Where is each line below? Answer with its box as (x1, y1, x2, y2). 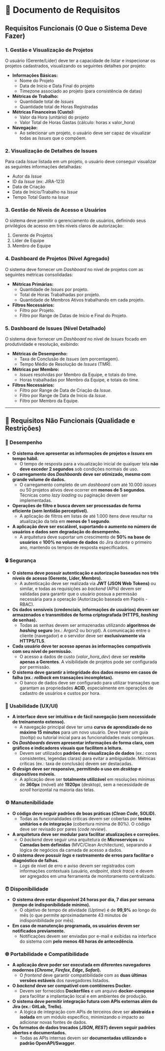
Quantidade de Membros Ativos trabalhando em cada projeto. (19, 297, 145, 303)
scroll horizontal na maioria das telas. (19, 787, 95, 793)
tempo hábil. (12, 455, 39, 462)
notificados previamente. (12, 927, 65, 934)
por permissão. (19, 664, 51, 670)
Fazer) (5, 31, 26, 40)
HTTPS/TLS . (19, 638, 46, 644)
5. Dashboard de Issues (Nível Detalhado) (5, 325, 106, 332)
